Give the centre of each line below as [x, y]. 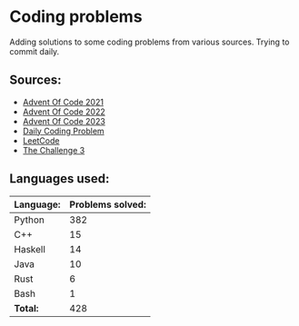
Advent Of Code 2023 [64, 121]
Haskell [30, 249]
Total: [26, 308]
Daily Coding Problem [63, 131]
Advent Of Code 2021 [63, 102]
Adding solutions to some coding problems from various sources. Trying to [149, 42]
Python [30, 220]
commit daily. [35, 51]
